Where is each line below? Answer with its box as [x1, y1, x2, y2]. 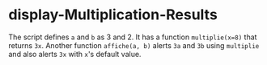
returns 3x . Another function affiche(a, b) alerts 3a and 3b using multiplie [8, 40, 260, 50]
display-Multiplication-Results [8, 6, 218, 24]
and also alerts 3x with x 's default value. [8, 49, 142, 59]
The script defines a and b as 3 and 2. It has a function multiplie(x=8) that [8, 32, 257, 42]
